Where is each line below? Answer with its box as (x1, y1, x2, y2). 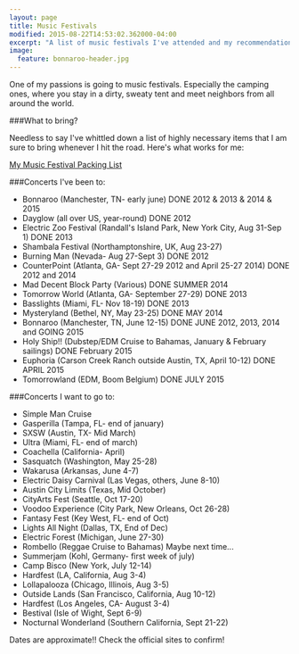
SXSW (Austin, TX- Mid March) (21, 427, 136, 438)
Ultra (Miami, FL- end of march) (21, 437, 138, 447)
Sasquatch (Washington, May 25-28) (21, 456, 158, 467)
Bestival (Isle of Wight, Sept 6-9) (21, 608, 142, 618)
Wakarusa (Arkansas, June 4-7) (21, 466, 140, 476)
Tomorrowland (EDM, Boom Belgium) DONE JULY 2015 (21, 374, 224, 385)
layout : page (9, 12, 58, 22)
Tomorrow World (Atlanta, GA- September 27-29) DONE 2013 (21, 289, 247, 299)
